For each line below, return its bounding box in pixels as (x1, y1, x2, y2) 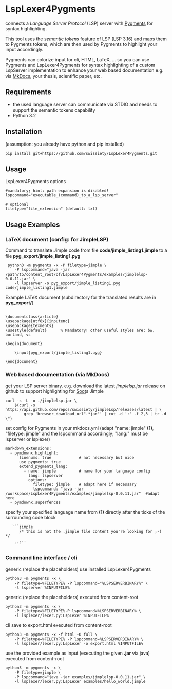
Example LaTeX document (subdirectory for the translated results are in (5, 294, 157, 301)
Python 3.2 (12, 112, 36, 118)
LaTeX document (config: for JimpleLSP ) (5, 235, 109, 243)
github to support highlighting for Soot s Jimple (5, 388, 104, 394)
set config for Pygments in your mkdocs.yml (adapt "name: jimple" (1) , (5, 425, 154, 431)
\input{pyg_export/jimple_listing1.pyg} (14, 350, 102, 355)
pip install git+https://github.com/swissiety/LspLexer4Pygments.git (5, 151, 158, 156)
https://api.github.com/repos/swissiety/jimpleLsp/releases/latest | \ (5, 407, 162, 412)
